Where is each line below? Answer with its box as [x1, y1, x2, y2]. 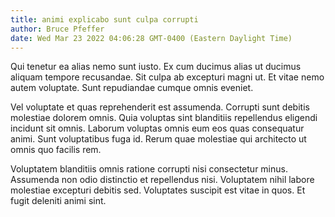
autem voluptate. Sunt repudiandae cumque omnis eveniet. [10, 82, 254, 94]
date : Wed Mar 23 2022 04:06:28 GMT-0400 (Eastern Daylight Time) [10, 33, 293, 43]
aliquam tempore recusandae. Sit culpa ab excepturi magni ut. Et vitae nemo [10, 71, 325, 83]
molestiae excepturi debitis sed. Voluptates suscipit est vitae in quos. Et [10, 184, 306, 196]
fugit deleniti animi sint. [10, 195, 107, 207]
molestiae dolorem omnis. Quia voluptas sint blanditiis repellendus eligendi [10, 112, 318, 124]
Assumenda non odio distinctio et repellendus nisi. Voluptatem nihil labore [10, 174, 315, 186]
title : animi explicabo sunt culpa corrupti [10, 14, 199, 25]
